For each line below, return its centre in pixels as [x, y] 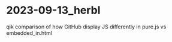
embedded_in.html [29, 33]
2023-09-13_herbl [53, 10]
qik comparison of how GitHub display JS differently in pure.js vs [86, 27]
